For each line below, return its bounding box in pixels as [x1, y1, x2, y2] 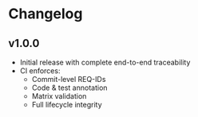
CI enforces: [19, 66, 61, 76]
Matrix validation [31, 92, 87, 100]
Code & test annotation [31, 83, 108, 92]
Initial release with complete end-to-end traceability [19, 57, 191, 67]
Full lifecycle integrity [31, 100, 102, 109]
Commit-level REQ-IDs [31, 75, 106, 84]
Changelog [8, 5, 83, 23]
